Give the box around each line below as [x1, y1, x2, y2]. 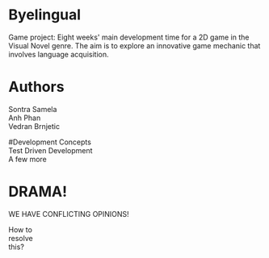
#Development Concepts [8, 137, 91, 147]
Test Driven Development [8, 145, 93, 155]
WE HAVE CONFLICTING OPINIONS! [8, 209, 129, 218]
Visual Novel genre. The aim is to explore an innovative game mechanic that [8, 40, 261, 50]
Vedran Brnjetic [8, 121, 61, 131]
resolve [8, 233, 34, 243]
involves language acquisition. [8, 49, 109, 59]
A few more [8, 154, 47, 164]
